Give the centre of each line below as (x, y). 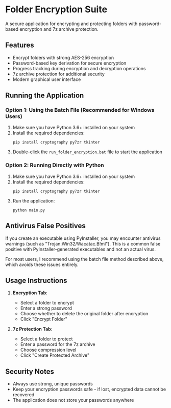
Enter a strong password (46, 308)
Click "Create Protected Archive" (55, 355)
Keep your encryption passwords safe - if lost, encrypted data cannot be (89, 389)
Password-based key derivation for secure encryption (69, 63)
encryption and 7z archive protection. (59, 29)
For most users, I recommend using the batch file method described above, (84, 259)
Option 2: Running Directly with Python (55, 165)
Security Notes (30, 371)
